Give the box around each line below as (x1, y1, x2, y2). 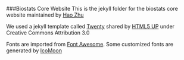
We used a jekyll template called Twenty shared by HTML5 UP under (6, 23, 174, 30)
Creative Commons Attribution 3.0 (6, 29, 90, 36)
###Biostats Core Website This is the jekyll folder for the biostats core (6, 5, 179, 12)
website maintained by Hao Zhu (6, 11, 84, 18)
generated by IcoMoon (6, 47, 63, 54)
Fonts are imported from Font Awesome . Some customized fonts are (6, 41, 174, 48)
